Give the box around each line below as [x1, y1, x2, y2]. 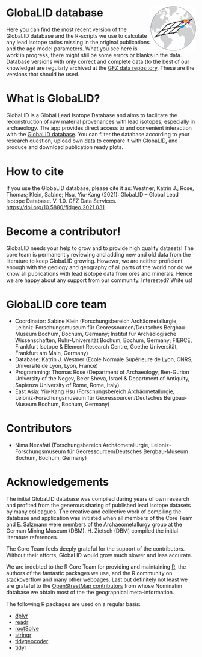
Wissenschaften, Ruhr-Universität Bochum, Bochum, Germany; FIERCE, [14, 337, 192, 344]
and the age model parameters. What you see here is [6, 45, 138, 52]
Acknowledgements [6, 475, 109, 489]
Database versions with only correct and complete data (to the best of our [6, 58, 190, 65]
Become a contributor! [6, 225, 121, 238]
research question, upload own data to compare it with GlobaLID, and [6, 137, 179, 144]
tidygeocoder [14, 637, 49, 644]
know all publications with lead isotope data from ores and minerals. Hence [6, 270, 192, 277]
